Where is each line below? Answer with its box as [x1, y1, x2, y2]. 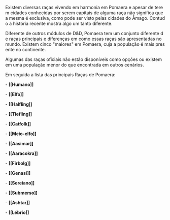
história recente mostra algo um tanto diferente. [13, 20, 113, 26]
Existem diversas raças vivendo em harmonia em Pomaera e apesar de [5, 5, 154, 10]
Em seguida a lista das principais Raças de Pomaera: [5, 72, 116, 78]
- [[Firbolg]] [5, 160, 31, 166]
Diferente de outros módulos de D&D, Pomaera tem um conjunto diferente [5, 30, 160, 36]
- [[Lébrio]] [5, 209, 29, 215]
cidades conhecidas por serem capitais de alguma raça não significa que [10, 10, 163, 16]
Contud [149, 15, 165, 21]
